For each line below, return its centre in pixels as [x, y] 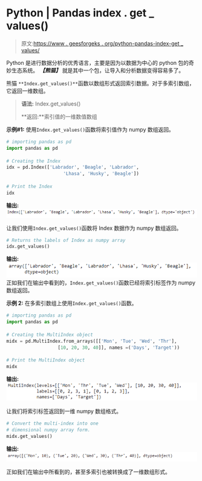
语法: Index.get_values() [51, 104]
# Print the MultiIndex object [46, 360]
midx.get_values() [29, 436]
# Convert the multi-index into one [52, 424]
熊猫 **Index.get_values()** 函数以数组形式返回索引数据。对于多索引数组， [100, 83]
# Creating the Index [34, 161]
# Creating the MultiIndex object [50, 335]
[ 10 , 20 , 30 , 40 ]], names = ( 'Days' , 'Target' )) [119, 348]
